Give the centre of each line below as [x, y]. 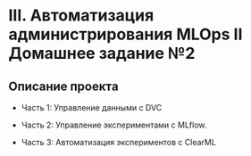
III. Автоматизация [81, 16]
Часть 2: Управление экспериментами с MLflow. [114, 125]
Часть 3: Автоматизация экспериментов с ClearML [118, 142]
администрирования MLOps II [125, 34]
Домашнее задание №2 [102, 53]
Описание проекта [63, 86]
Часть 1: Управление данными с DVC [92, 107]
